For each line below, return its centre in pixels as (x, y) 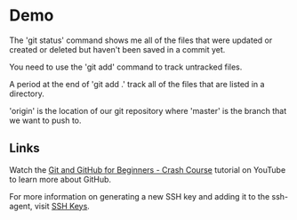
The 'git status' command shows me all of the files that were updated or (141, 40)
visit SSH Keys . (62, 206)
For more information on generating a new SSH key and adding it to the (140, 196)
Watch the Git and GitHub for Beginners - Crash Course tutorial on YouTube (148, 169)
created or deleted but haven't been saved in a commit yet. (117, 49)
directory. (27, 94)
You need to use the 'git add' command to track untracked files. (126, 67)
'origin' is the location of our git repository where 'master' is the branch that (148, 110)
